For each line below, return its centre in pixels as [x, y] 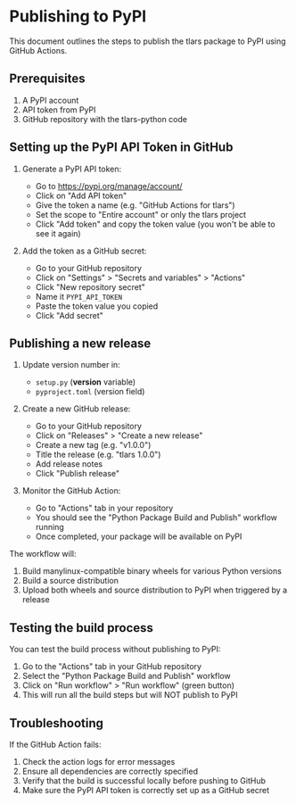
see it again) [58, 233]
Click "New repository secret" [90, 286]
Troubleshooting [57, 723]
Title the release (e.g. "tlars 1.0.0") [98, 455]
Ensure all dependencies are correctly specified [110, 771]
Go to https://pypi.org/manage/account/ [109, 186]
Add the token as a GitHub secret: [84, 251]
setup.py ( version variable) [86, 382]
